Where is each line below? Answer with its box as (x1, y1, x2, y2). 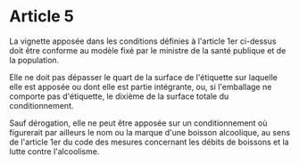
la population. (9, 54, 60, 65)
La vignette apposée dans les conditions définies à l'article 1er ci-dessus (9, 36, 277, 46)
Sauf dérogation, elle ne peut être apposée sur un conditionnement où (9, 118, 268, 128)
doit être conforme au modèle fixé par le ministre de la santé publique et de (9, 45, 287, 55)
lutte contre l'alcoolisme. (9, 145, 100, 157)
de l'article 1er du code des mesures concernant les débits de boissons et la (9, 136, 289, 147)
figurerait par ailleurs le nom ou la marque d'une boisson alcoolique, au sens (9, 127, 291, 137)
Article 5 (9, 6, 74, 27)
